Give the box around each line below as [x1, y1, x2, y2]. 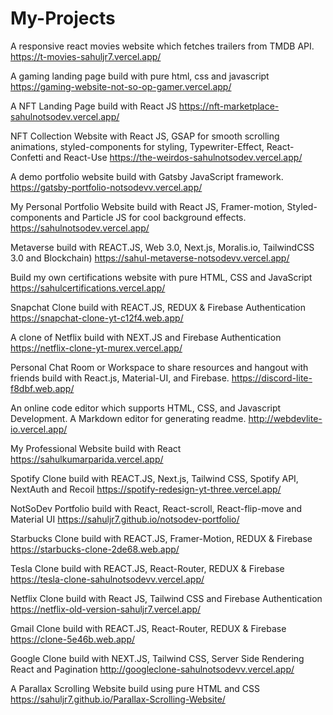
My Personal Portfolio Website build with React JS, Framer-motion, [10, 200, 285, 212]
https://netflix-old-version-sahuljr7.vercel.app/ [10, 603, 202, 615]
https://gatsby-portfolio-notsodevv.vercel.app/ [10, 181, 203, 193]
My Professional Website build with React [10, 442, 182, 454]
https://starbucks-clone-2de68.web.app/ [10, 543, 180, 555]
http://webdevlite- [248, 412, 323, 424]
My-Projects [10, 7, 116, 30]
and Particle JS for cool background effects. [64, 211, 247, 223]
